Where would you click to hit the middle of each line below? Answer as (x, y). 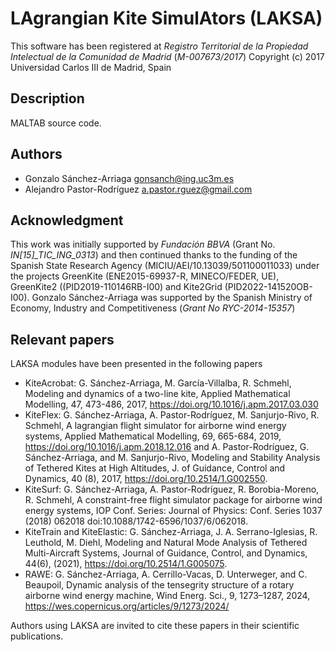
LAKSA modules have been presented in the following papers (136, 364)
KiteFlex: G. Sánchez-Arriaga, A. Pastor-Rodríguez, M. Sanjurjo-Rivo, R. (172, 415)
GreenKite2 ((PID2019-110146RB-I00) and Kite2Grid (116, 287)
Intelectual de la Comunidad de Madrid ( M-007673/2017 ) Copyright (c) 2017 (167, 56)
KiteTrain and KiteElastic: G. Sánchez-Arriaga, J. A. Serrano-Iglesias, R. (171, 532)
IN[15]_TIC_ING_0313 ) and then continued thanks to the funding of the (154, 255)
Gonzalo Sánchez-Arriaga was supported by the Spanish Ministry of (172, 298)
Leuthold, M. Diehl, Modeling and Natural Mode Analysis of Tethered (166, 543)
